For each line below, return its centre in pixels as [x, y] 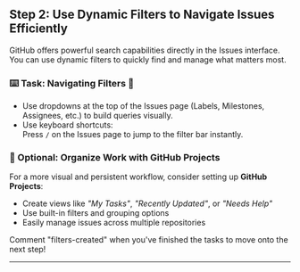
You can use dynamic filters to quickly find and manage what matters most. [148, 59]
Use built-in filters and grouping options [96, 213]
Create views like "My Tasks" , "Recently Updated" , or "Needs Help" [147, 203]
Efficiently [39, 29]
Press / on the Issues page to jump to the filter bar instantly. [133, 135]
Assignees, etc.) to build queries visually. [97, 116]
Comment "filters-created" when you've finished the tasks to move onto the [149, 240]
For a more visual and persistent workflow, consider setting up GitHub [138, 177]
